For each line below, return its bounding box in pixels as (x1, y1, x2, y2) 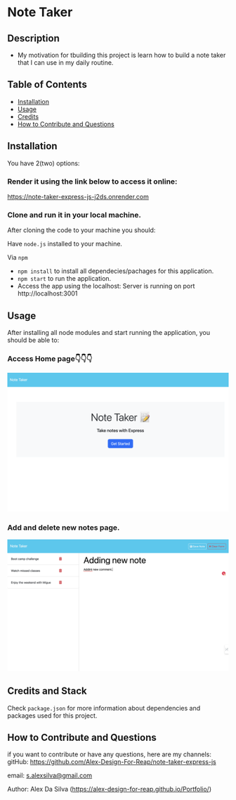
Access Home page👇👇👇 (7, 353, 93, 363)
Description (7, 32, 60, 44)
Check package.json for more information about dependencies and (7, 704, 201, 712)
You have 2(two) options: (7, 159, 80, 167)
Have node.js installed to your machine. (7, 240, 123, 248)
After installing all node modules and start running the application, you (7, 329, 211, 337)
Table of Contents (7, 79, 88, 91)
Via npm (7, 253, 28, 262)
